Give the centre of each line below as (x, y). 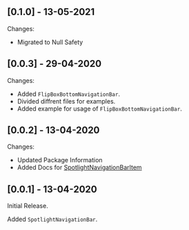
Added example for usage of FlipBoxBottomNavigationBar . (100, 108)
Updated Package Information (60, 160)
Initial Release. (28, 206)
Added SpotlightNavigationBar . (52, 219)
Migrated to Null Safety (50, 42)
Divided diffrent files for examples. (66, 101)
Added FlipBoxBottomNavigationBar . (69, 94)
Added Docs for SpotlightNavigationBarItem (80, 167)
